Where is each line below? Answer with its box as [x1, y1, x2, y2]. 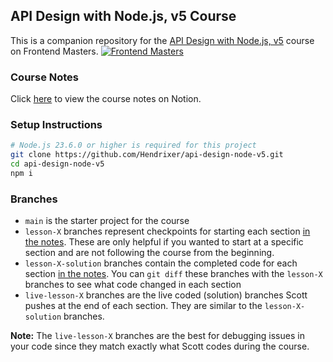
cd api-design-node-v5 [10, 159, 105, 169]
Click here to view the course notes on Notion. [10, 93, 202, 105]
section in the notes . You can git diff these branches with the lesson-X [24, 268, 323, 280]
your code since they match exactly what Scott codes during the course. [10, 340, 310, 353]
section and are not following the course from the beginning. [24, 247, 275, 259]
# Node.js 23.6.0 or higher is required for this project [10, 140, 257, 151]
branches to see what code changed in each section [24, 279, 242, 291]
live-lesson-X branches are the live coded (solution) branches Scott [24, 289, 308, 301]
